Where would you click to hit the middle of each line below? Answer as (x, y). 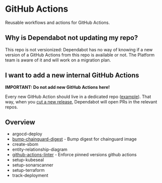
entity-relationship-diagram (40, 149)
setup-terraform (28, 170)
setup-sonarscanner (33, 165)
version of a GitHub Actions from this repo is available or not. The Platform (80, 55)
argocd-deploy (27, 134)
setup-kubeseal (28, 160)
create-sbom (25, 144)
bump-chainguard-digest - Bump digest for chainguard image (74, 139)
